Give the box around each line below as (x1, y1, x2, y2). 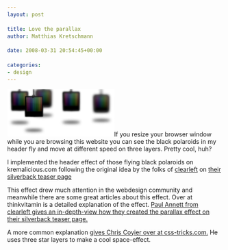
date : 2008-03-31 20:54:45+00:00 (7, 47, 103, 54)
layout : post (7, 11, 45, 18)
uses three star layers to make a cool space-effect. (7, 235, 151, 243)
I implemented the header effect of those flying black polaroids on (7, 158, 194, 166)
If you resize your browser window (114, 130, 212, 138)
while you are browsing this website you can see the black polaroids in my (7, 137, 217, 145)
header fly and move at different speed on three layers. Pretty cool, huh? (7, 145, 212, 153)
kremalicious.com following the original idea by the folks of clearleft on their (7, 165, 221, 173)
